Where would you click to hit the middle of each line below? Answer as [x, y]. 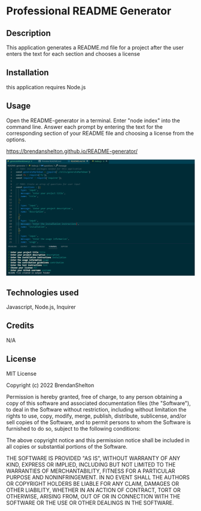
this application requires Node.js [46, 87]
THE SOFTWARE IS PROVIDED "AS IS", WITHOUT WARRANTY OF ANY [93, 458]
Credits [20, 326]
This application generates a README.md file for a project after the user [95, 47]
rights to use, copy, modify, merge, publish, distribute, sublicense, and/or [96, 416]
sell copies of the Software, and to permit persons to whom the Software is [99, 422]
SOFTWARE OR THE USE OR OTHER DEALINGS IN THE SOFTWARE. [90, 503]
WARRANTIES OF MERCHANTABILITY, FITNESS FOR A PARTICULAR [91, 471]
